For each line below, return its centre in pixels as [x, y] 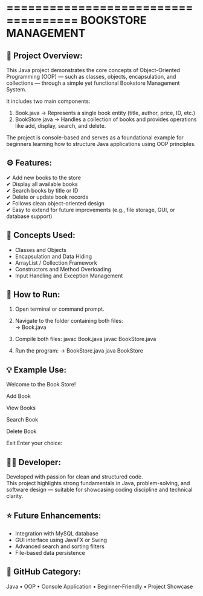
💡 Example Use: [36, 370]
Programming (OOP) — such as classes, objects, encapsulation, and [91, 77]
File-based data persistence [50, 552]
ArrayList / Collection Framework [56, 263]
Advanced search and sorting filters [60, 546]
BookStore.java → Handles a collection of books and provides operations [106, 119]
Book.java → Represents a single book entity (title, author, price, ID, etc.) [105, 113]
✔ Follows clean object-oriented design [55, 203]
